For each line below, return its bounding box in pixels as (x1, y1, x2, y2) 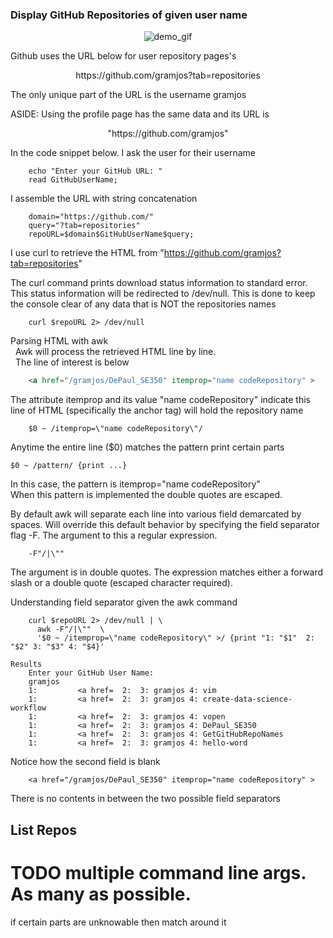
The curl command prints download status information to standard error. (10, 277, 308, 289)
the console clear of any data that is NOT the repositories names (10, 298, 277, 310)
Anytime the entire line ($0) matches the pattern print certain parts (10, 441, 285, 453)
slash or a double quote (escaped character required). (10, 577, 233, 589)
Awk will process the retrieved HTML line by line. (14, 346, 217, 358)
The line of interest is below (14, 356, 130, 368)
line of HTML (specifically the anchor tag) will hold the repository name (10, 404, 304, 417)
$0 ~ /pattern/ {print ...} (10, 461, 128, 471)
